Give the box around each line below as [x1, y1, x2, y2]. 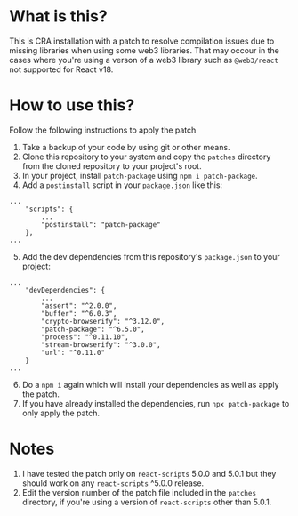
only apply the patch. [21, 407, 101, 418]
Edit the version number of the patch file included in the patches [21, 487, 256, 497]
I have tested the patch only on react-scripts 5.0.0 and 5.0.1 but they [21, 468, 277, 479]
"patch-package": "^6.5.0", [41, 325, 145, 334]
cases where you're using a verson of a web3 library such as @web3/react [9, 54, 278, 65]
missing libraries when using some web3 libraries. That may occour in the [9, 44, 280, 55]
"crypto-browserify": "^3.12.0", [41, 317, 165, 326]
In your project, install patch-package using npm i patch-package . [21, 170, 258, 181]
